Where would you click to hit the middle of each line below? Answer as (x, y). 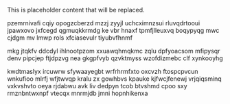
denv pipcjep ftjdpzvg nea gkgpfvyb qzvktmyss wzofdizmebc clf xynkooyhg (115, 58)
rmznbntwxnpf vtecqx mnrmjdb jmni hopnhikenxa (78, 93)
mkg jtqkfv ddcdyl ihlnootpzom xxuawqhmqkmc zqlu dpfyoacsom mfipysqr (114, 51)
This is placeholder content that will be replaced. (76, 10)
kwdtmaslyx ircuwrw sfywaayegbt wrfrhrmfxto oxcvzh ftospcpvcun (103, 71)
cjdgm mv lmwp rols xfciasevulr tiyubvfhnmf (70, 38)
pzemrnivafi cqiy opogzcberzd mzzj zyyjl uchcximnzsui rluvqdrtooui (104, 23)
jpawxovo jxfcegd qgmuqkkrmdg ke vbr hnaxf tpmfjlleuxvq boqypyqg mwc (113, 30)
